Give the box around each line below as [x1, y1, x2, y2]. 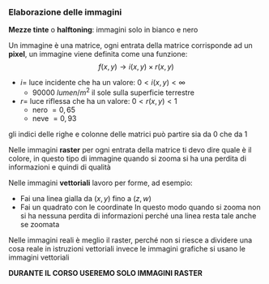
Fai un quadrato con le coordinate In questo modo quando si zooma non [19, 202, 261, 212]
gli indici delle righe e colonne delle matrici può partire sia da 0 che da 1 [8, 129, 248, 139]
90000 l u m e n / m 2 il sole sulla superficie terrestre [32, 86, 194, 97]
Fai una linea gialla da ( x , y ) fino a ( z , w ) [19, 193, 152, 203]
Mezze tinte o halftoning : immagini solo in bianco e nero [8, 25, 199, 35]
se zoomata [19, 219, 60, 229]
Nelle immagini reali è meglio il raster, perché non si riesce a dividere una [8, 235, 253, 245]
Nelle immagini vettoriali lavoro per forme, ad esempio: [8, 178, 193, 187]
